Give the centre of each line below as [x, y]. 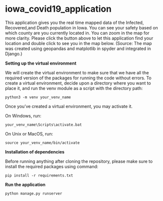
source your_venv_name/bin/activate [42, 143]
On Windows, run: [23, 115]
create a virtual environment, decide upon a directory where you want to [78, 83]
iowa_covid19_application [58, 9]
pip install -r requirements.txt [39, 175]
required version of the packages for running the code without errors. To [78, 78]
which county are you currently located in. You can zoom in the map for [77, 33]
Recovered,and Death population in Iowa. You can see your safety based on [81, 27]
